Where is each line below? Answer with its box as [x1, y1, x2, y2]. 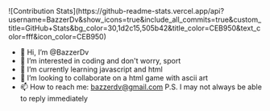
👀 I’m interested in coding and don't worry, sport [19, 56, 181, 65]
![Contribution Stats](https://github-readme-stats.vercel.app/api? [8, 6, 224, 15]
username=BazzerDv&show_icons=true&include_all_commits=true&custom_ [8, 14, 262, 24]
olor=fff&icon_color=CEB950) [8, 32, 107, 41]
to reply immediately [19, 94, 89, 103]
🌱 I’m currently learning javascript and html [19, 64, 163, 74]
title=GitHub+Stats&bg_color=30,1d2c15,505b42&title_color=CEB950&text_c [8, 23, 261, 33]
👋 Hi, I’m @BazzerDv [19, 47, 89, 57]
